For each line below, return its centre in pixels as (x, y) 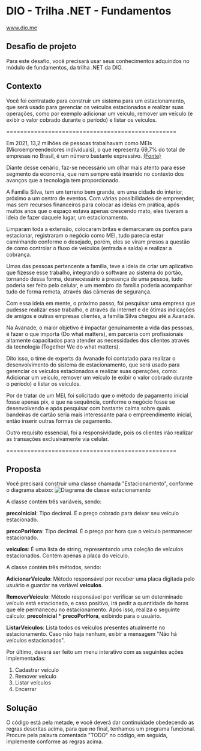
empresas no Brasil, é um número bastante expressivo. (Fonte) (84, 156)
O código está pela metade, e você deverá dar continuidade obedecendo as (100, 723)
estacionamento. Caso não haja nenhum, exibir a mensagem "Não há (91, 634)
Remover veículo (36, 677)
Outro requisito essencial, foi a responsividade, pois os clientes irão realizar (100, 432)
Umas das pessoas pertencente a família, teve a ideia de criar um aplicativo (100, 266)
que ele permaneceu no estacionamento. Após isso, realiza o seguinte (93, 609)
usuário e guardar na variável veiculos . (55, 585)
